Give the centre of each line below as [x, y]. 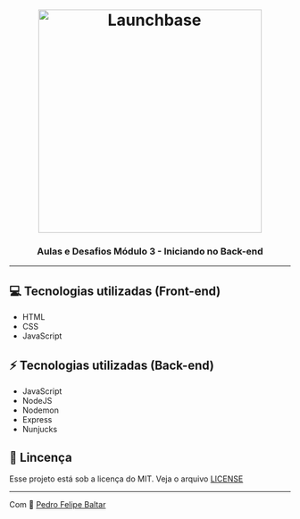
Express [37, 420]
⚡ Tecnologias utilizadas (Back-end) [112, 365]
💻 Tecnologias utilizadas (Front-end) [115, 291]
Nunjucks [40, 430]
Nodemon [41, 410]
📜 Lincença [41, 457]
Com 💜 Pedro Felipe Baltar [58, 504]
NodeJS [37, 401]
